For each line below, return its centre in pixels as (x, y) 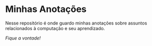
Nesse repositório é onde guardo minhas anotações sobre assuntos (76, 23)
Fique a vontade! (23, 38)
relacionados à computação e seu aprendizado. (55, 28)
